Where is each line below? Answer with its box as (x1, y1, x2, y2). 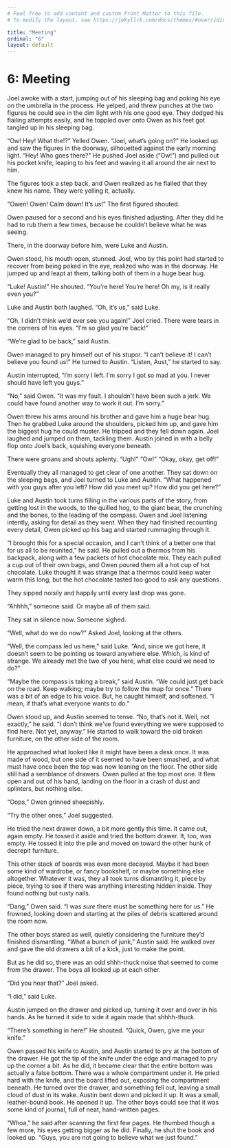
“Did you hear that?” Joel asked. (7, 979, 98, 988)
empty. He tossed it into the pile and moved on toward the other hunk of (7, 839, 211, 847)
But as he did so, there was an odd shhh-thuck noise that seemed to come (7, 958, 219, 967)
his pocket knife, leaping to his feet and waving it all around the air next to (7, 159, 217, 167)
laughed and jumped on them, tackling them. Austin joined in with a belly (7, 434, 213, 443)
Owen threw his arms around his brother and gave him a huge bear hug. (7, 412, 211, 421)
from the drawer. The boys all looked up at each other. (7, 966, 161, 974)
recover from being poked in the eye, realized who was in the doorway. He (7, 262, 219, 270)
